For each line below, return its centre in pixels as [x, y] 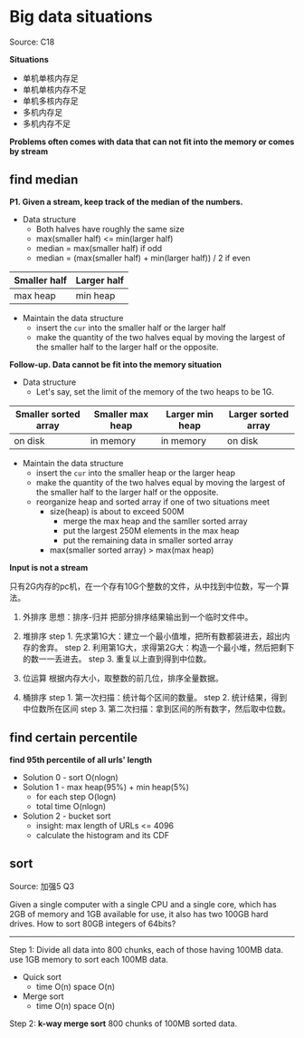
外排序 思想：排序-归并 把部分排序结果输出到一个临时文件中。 [138, 617]
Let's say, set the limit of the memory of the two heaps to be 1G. [155, 391]
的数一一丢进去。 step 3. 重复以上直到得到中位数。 [117, 659]
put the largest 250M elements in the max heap [151, 530]
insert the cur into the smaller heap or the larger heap [136, 473]
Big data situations [81, 17]
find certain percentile [74, 738]
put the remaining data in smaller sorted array [148, 540]
